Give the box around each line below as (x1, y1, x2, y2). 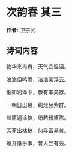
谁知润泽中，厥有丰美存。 (6, 88, 70, 96)
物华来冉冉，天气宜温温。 (6, 62, 70, 70)
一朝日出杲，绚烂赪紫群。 (6, 101, 70, 108)
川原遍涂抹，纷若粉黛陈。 (6, 114, 70, 121)
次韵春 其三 (6, 5, 62, 19)
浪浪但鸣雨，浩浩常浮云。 (6, 76, 70, 83)
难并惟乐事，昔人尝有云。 (6, 139, 70, 147)
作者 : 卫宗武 (6, 26, 36, 34)
